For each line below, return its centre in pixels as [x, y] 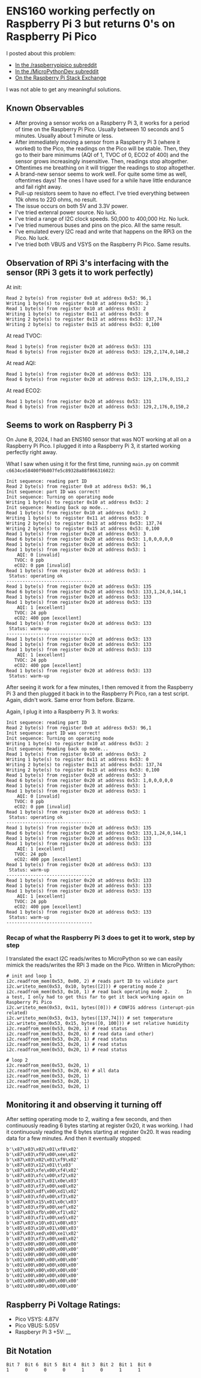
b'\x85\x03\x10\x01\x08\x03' [43, 1228]
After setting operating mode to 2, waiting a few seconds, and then [89, 1119]
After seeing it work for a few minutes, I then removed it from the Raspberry [100, 687]
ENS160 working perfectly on [81, 11]
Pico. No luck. [32, 238]
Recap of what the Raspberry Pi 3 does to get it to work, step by [100, 938]
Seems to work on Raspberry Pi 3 [70, 425]
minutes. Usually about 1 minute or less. [64, 135]
